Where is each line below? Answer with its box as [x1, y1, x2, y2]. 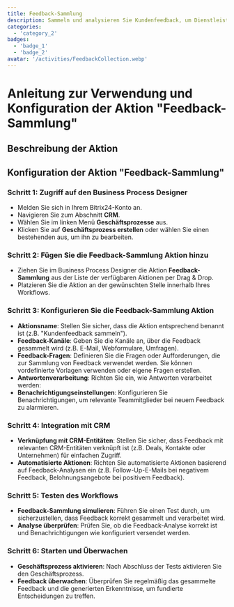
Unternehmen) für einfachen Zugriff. [17, 451, 122, 459]
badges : [7, 36, 30, 43]
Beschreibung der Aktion [7, 143, 118, 155]
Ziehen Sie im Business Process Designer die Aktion [17, 266, 167, 275]
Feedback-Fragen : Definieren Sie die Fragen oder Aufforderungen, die [17, 351, 221, 360]
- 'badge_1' [13, 43, 49, 49]
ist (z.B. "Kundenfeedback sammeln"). [17, 329, 127, 337]
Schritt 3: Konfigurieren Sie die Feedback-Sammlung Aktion [7, 306, 214, 316]
